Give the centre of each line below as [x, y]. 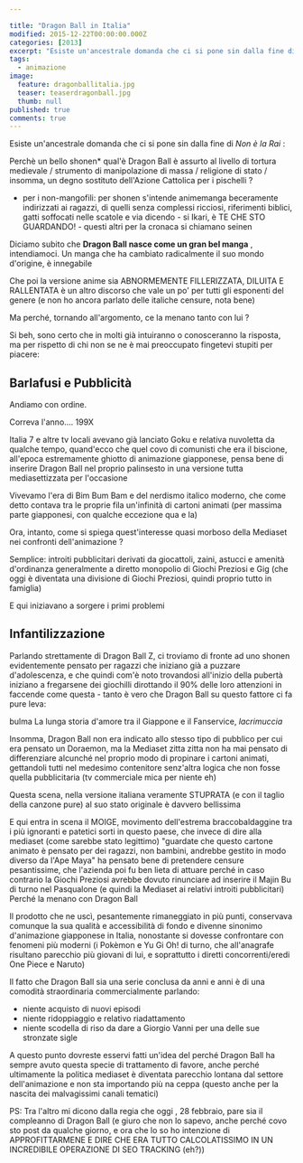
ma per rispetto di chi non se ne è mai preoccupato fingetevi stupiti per [141, 345]
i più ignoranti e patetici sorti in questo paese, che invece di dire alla [136, 831]
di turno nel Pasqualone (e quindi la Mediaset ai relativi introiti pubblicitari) [147, 889]
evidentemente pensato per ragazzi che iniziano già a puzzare [125, 665]
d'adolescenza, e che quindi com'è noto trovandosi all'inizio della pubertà [147, 675]
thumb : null [40, 101]
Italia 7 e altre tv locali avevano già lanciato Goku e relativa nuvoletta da [142, 440]
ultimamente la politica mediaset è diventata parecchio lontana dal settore [147, 1074]
